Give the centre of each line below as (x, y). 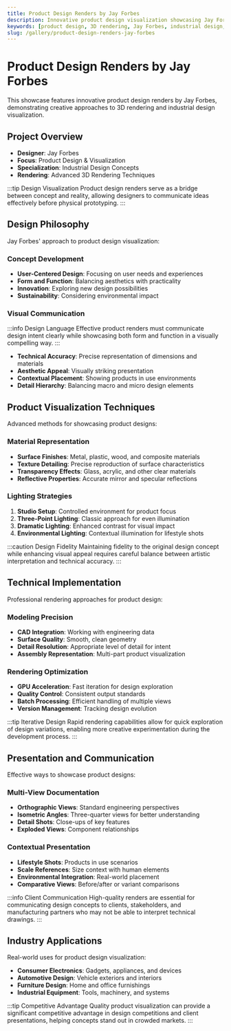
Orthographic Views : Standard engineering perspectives (98, 808)
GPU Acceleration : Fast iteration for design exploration (95, 687)
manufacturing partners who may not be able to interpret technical (101, 912)
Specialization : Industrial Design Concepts (78, 168)
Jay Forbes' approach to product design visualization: (84, 241)
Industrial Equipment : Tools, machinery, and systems (93, 993)
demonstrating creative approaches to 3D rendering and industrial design (111, 108)
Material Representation (48, 442)
